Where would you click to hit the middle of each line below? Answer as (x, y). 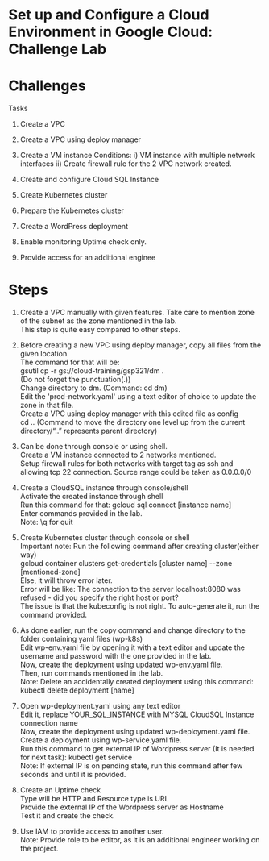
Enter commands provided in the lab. (81, 514)
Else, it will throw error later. (66, 580)
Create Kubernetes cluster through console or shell (105, 538)
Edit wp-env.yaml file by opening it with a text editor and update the (132, 647)
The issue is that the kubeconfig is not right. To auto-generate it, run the (140, 606)
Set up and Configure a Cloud (109, 15)
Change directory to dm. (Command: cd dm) (93, 388)
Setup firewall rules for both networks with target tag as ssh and (126, 464)
